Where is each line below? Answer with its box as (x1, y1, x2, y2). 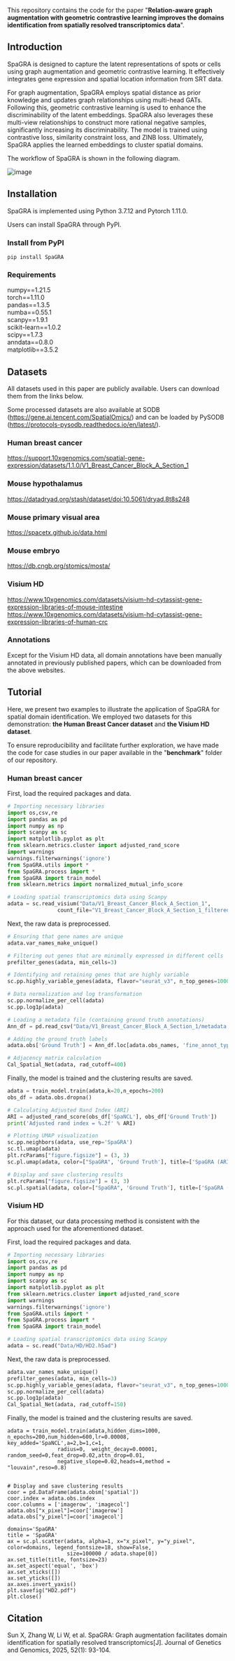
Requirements (7, 269, 57, 279)
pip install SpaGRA (7, 253, 64, 260)
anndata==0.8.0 (7, 338, 54, 347)
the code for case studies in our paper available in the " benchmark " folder (7, 748, 222, 756)
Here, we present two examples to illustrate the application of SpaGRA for (7, 705, 220, 713)
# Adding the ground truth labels (7, 1035, 108, 1043)
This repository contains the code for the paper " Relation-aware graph (7, 6, 213, 14)
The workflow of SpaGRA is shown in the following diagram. (7, 154, 180, 162)
